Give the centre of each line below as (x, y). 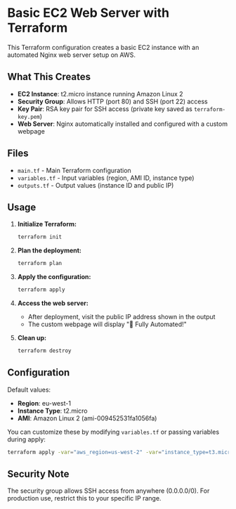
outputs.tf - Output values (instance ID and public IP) (96, 185)
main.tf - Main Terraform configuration (74, 170)
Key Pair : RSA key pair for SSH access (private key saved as (105, 109)
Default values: (29, 389)
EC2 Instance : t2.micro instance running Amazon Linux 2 (100, 94)
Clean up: (32, 338)
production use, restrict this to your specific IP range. (84, 498)
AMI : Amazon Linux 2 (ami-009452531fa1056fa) (87, 418)
